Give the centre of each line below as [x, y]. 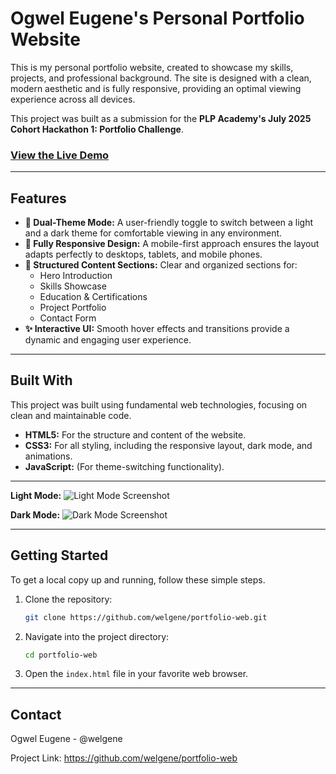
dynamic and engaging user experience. [108, 340]
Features [38, 198]
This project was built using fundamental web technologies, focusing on [159, 404]
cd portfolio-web [61, 655]
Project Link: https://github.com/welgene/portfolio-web [124, 758]
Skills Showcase [73, 286]
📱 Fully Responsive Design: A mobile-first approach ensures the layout [172, 244]
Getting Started [59, 555]
